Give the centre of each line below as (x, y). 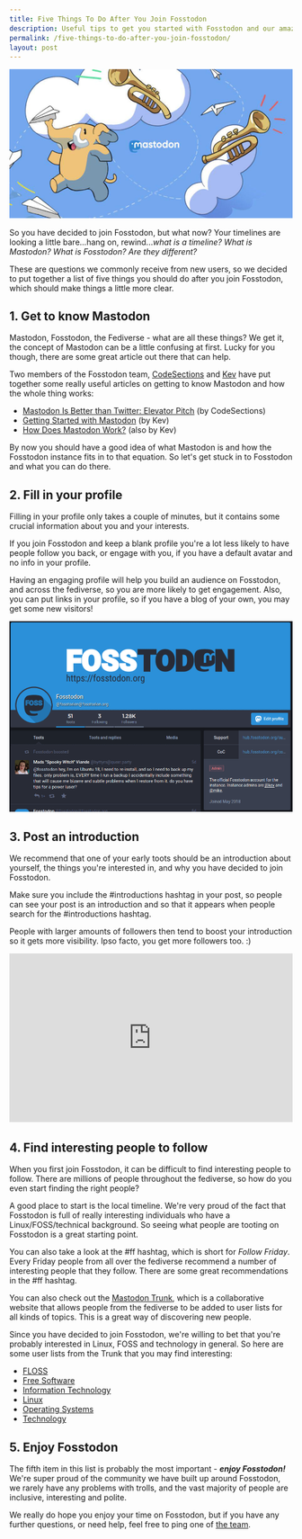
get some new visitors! (51, 609)
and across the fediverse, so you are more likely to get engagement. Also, (146, 590)
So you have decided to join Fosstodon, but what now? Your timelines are (145, 232)
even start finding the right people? (74, 1188)
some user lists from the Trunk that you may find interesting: (121, 1354)
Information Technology (67, 1391)
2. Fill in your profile (66, 495)
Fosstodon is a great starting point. (74, 1235)
